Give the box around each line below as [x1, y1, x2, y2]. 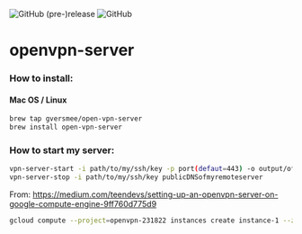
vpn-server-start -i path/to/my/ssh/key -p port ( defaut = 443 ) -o [9, 165, 255, 174]
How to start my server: [9, 144, 115, 157]
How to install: [9, 72, 74, 85]
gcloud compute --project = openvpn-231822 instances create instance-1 [9, 216, 280, 225]
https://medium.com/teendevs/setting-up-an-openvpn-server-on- [32, 189, 279, 200]
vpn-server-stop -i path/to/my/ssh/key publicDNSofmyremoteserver [9, 173, 263, 182]
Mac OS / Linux [9, 94, 67, 105]
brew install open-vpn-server [9, 122, 123, 132]
